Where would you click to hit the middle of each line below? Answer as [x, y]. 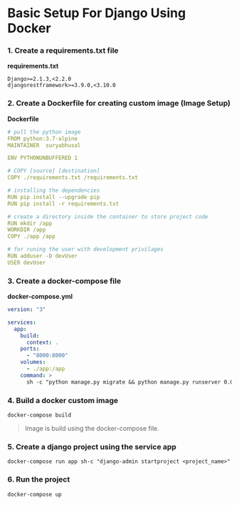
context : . [42, 342]
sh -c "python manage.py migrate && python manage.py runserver [123, 382]
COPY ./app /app [31, 237]
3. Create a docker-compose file [64, 281]
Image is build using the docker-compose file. [92, 428]
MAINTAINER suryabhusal [44, 145]
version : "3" [27, 310]
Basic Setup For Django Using [97, 13]
